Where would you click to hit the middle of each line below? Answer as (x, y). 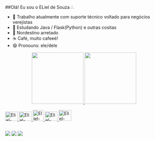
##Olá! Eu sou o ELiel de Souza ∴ (39, 7)
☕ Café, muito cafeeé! (35, 38)
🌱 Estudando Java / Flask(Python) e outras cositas (64, 27)
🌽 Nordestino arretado (35, 33)
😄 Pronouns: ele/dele (35, 45)
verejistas (22, 22)
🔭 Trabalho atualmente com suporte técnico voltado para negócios (81, 17)
